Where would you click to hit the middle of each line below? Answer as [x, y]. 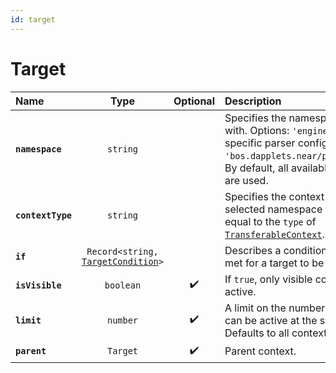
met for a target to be [274, 263]
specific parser [260, 143]
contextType [44, 215]
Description [253, 101]
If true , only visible [268, 279]
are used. [246, 180]
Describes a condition [276, 250]
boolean [123, 285]
